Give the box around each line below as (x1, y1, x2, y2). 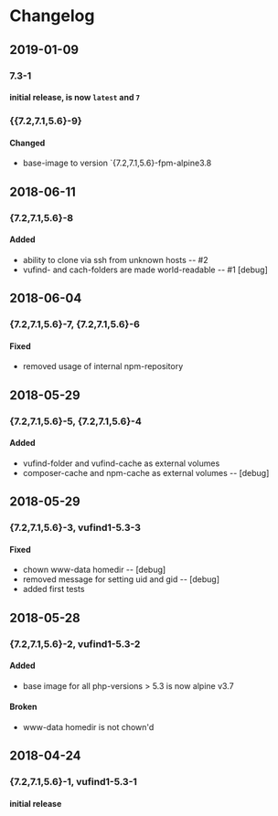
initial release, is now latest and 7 (9, 92, 141, 103)
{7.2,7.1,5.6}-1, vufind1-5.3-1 (9, 776, 137, 789)
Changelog (9, 5, 95, 26)
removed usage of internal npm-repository (22, 361, 184, 372)
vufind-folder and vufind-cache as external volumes (22, 458, 220, 469)
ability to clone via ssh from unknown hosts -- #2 (22, 254, 208, 265)
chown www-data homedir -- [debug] (22, 564, 166, 576)
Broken (9, 701, 38, 713)
